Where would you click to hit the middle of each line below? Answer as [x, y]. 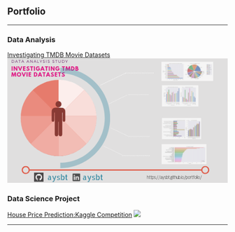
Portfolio [27, 12]
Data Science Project [44, 198]
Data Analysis [31, 39]
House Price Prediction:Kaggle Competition [70, 214]
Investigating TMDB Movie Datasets [59, 55]
